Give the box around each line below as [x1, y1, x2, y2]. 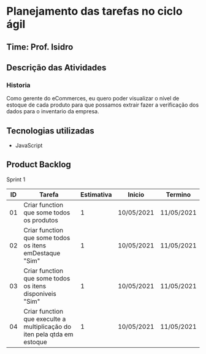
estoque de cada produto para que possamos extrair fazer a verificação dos [6, 101, 199, 108]
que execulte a [23, 314, 66, 323]
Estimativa [80, 190, 112, 198]
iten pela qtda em [23, 330, 74, 338]
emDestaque [23, 249, 61, 257]
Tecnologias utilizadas [6, 126, 94, 136]
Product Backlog [6, 159, 72, 170]
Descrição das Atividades [6, 62, 107, 73]
